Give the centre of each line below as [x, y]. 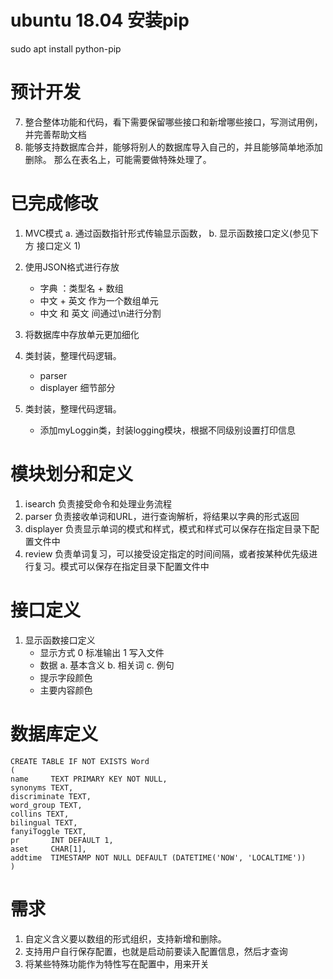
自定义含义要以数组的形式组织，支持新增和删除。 [125, 938]
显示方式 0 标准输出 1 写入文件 [102, 652]
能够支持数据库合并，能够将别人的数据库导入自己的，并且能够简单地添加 [173, 147]
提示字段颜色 [66, 677]
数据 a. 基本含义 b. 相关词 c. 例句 [107, 665]
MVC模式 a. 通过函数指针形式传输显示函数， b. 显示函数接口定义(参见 [167, 233]
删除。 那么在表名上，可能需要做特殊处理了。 [118, 159]
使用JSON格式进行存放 [72, 267]
